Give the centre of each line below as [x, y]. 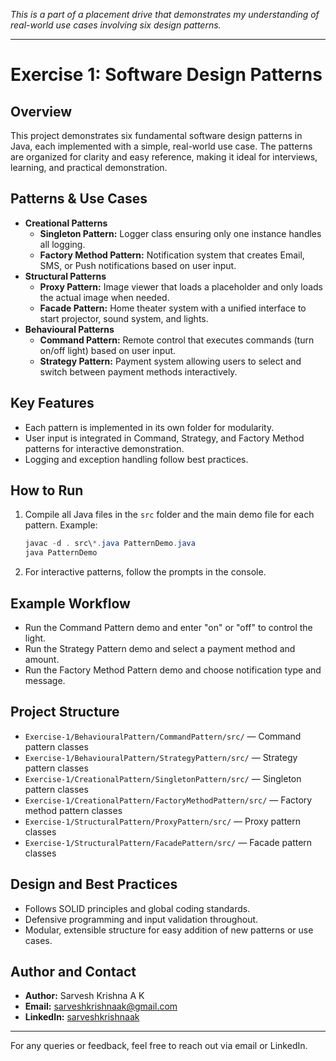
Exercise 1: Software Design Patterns [166, 75]
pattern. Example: [61, 525]
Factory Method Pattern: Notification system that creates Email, [172, 255]
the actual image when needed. [104, 297]
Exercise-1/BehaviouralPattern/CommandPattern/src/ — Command [163, 736]
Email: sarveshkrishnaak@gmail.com [101, 1006]
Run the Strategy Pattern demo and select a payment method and [160, 648]
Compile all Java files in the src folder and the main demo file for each [169, 515]
